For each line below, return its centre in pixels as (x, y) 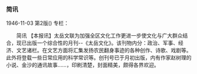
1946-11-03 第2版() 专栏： (38, 23)
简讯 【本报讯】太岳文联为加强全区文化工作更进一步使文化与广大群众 (99, 36)
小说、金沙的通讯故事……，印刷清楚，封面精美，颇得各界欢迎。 (83, 65)
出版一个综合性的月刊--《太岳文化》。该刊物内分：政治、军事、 (102, 43)
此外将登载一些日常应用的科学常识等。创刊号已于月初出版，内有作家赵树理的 (99, 58)
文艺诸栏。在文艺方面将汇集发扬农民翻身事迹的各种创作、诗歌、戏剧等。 (104, 51)
